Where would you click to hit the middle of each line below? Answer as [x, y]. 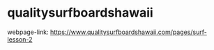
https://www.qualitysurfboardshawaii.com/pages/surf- [128, 32]
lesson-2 [20, 39]
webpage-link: [28, 32]
